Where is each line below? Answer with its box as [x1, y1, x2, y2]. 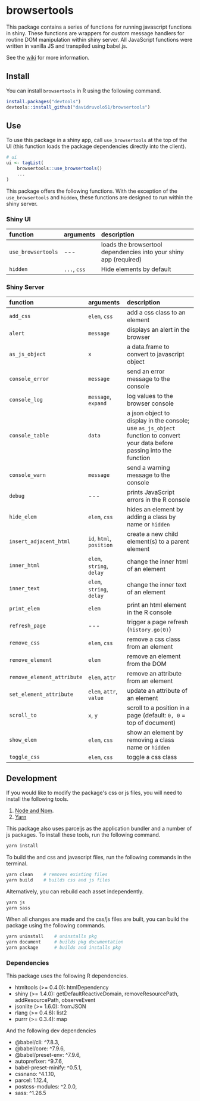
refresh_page [9, 622, 46, 630]
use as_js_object [127, 424, 176, 433]
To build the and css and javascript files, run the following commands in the [6, 853, 192, 861]
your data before [127, 439, 174, 448]
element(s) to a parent [127, 538, 189, 546]
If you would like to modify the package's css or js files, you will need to [6, 789, 183, 797]
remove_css [9, 640, 40, 646]
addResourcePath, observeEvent [14, 997, 96, 1004]
